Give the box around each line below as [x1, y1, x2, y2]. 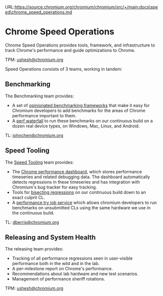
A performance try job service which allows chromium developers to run [12, 200, 157, 205]
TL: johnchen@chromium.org [5, 132, 64, 138]
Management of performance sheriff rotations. [12, 276, 105, 282]
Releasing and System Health [5, 233, 96, 241]
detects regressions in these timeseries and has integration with [12, 179, 140, 185]
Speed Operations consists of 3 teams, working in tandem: [5, 66, 123, 72]
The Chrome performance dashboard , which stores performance [12, 169, 142, 174]
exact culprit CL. [12, 194, 45, 200]
